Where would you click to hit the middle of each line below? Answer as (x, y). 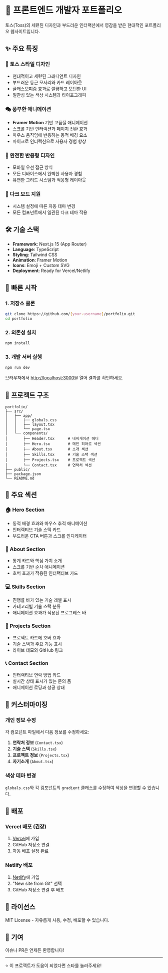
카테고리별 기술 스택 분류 (36, 606)
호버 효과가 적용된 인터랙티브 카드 (45, 573)
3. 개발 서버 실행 (24, 357)
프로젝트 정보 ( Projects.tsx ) (41, 755)
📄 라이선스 (20, 907)
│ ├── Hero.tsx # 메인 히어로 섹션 (53, 444)
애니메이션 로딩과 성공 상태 (38, 687)
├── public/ (17, 469)
